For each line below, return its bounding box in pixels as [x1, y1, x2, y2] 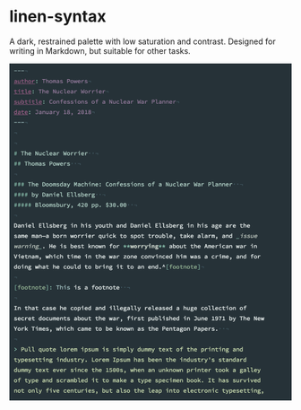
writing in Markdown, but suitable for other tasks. [9, 45, 191, 56]
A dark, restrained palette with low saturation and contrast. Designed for [9, 36, 276, 47]
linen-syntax [9, 6, 107, 27]
